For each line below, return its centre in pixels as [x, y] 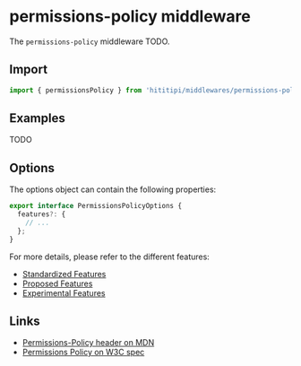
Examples [37, 118]
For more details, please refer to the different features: [110, 257]
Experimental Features [64, 292]
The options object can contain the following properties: [113, 189]
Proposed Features [57, 283]
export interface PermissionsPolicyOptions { [95, 206]
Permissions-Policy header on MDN [88, 343]
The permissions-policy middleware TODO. [90, 41]
